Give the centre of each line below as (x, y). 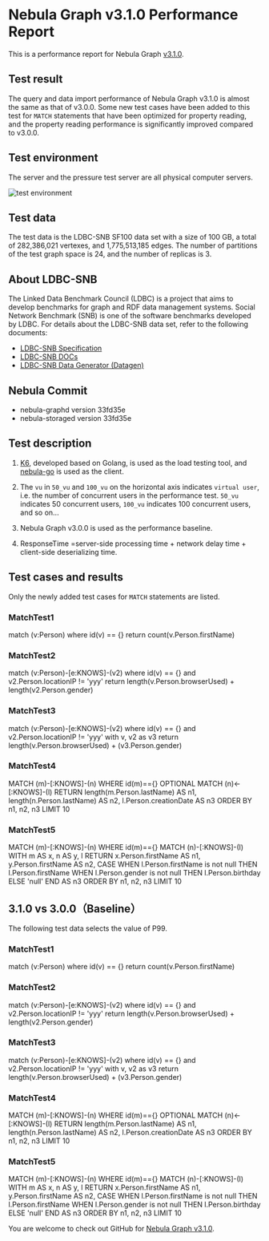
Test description (50, 444)
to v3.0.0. (24, 132)
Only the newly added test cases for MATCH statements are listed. (114, 596)
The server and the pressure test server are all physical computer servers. (131, 177)
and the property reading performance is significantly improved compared (131, 124)
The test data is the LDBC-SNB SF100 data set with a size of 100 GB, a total (132, 237)
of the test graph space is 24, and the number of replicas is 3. (110, 254)
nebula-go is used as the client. (72, 471)
